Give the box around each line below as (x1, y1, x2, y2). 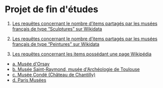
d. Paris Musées (12, 77, 46, 83)
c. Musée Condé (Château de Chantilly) (12, 71, 96, 77)
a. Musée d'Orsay (12, 61, 50, 67)
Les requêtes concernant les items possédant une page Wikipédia (12, 51, 152, 57)
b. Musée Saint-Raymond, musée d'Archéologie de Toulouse (12, 66, 140, 72)
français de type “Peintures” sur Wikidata (12, 41, 100, 47)
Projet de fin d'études (5, 4, 99, 15)
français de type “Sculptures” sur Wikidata (12, 25, 103, 32)
